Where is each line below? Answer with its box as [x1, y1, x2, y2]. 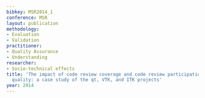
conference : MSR [6, 15, 48, 21]
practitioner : [6, 43, 43, 49]
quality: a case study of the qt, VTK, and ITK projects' [12, 77, 163, 83]
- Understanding [6, 54, 48, 60]
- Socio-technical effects [6, 65, 75, 72]
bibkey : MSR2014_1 [6, 9, 53, 15]
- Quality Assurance [6, 49, 59, 55]
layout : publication [6, 20, 59, 26]
